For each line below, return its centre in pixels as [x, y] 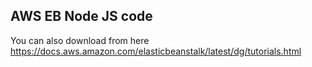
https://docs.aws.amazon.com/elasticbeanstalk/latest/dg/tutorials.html [156, 51]
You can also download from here [80, 40]
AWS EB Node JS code [81, 16]
